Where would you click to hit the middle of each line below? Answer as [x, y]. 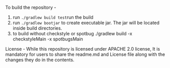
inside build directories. [37, 28]
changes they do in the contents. [40, 60]
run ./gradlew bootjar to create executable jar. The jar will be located [86, 23]
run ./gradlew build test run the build [53, 17]
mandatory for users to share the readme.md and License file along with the [85, 54]
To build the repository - [31, 7]
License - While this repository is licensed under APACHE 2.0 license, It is [83, 49]
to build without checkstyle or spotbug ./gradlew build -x [72, 33]
